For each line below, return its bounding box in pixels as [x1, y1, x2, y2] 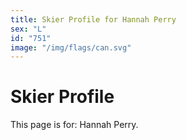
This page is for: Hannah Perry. [10, 119, 139, 131]
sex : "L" [10, 24, 47, 34]
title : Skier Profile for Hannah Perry [10, 14, 177, 25]
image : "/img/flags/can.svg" [10, 42, 132, 53]
